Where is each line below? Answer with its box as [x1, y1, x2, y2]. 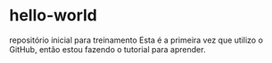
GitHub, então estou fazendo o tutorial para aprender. [9, 43, 206, 54]
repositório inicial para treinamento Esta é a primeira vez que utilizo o [9, 35, 263, 45]
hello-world [9, 5, 98, 26]
